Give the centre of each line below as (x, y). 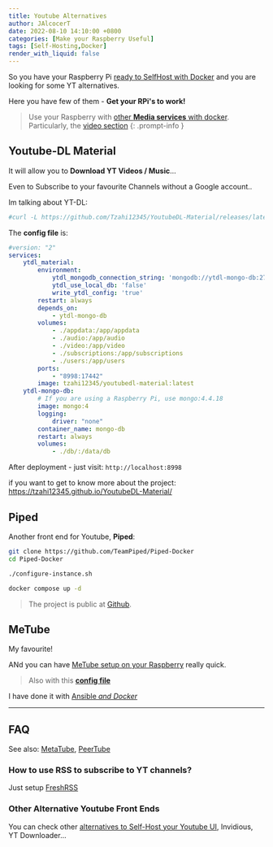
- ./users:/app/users (89, 361)
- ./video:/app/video (89, 346)
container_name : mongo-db (82, 429)
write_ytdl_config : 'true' (97, 293)
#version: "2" (32, 248)
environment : (60, 270)
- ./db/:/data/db (81, 452)
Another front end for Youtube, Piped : (72, 536)
